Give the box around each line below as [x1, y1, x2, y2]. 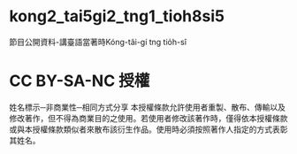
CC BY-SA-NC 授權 [9, 71, 150, 91]
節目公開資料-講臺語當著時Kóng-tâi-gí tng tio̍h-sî [9, 36, 187, 47]
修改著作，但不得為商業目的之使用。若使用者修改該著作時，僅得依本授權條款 [9, 112, 288, 123]
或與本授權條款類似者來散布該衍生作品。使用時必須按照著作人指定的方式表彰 [9, 124, 288, 135]
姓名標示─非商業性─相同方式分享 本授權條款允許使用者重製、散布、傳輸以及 [9, 102, 286, 112]
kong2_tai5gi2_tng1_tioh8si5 [9, 6, 225, 27]
